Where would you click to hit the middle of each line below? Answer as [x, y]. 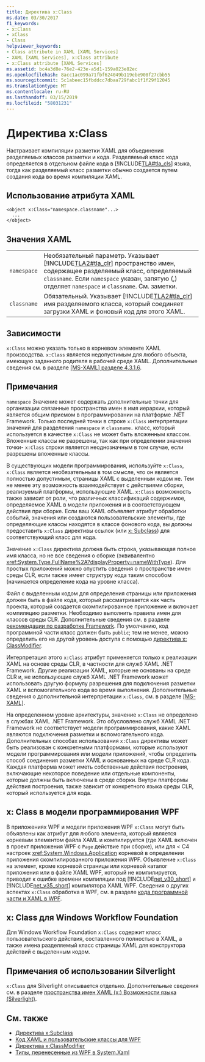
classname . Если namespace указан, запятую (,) [110, 279]
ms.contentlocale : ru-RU [38, 92]
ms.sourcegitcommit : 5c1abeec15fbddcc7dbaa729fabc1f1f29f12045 [88, 80]
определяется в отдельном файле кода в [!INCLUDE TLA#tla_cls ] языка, [99, 164]
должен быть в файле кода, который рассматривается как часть [91, 600]
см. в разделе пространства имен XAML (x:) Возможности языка [92, 992]
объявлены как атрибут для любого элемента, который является [92, 833]
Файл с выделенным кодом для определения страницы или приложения [101, 593]
